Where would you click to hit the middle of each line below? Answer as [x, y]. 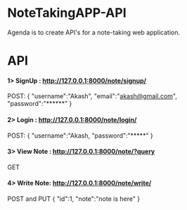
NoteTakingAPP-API [67, 13]
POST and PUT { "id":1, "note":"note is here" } [74, 199]
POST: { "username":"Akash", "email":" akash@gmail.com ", [92, 96]
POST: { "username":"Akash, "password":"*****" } [80, 136]
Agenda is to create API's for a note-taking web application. [94, 32]
